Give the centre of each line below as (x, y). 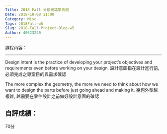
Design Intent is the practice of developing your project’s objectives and (79, 62)
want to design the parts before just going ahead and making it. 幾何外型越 (82, 90)
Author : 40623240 (23, 33)
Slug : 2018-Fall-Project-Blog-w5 (40, 28)
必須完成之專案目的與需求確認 (36, 74)
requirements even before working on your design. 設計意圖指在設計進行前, (82, 68)
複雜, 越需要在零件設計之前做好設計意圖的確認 (52, 96)
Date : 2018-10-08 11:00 (30, 14)
